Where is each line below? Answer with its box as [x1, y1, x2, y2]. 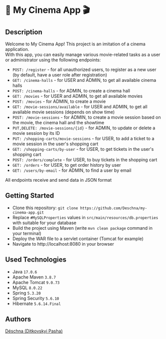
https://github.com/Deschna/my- [80, 206, 148, 211]
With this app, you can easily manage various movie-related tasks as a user [5, 51, 161, 57]
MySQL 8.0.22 [12, 285, 42, 291]
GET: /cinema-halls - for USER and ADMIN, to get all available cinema [12, 77, 157, 83]
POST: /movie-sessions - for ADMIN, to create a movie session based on [12, 114, 161, 120]
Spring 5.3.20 [12, 290, 41, 296]
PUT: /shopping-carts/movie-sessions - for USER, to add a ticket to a [12, 136, 155, 141]
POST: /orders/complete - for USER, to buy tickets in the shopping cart [12, 157, 158, 163]
